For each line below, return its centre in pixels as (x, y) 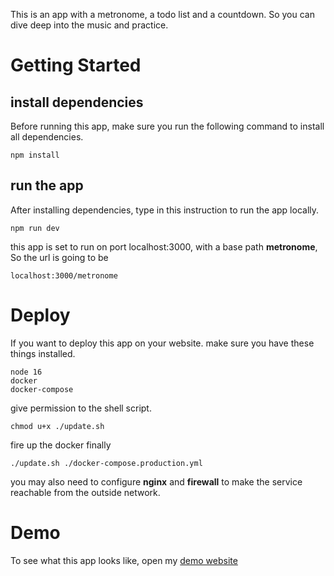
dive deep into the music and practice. (89, 25)
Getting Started (76, 65)
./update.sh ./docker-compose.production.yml (106, 463)
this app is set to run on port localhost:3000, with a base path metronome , (164, 246)
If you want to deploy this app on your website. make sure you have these (162, 343)
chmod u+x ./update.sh (57, 426)
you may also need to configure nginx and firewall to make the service (156, 481)
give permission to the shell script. (81, 408)
